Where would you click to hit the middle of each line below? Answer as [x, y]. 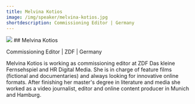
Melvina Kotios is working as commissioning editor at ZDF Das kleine [91, 64]
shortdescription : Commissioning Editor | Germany [70, 23]
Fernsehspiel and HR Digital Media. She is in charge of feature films [89, 70]
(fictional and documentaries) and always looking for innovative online [92, 76]
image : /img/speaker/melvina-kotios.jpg [57, 17]
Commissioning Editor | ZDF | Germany [54, 52]
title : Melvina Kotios [34, 12]
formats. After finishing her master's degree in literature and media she [93, 82]
